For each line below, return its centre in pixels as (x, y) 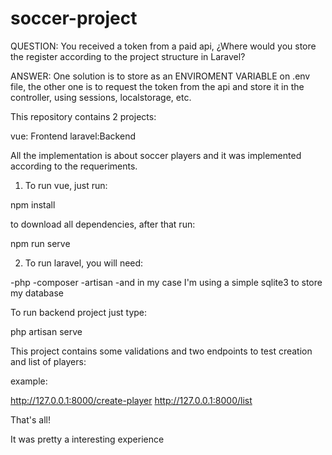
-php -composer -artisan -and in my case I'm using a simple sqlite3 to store (166, 282)
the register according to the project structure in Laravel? (128, 56)
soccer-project (74, 18)
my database (37, 293)
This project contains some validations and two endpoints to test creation (161, 351)
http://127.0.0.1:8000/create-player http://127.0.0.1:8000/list (131, 400)
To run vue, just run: (66, 185)
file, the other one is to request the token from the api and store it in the (157, 86)
